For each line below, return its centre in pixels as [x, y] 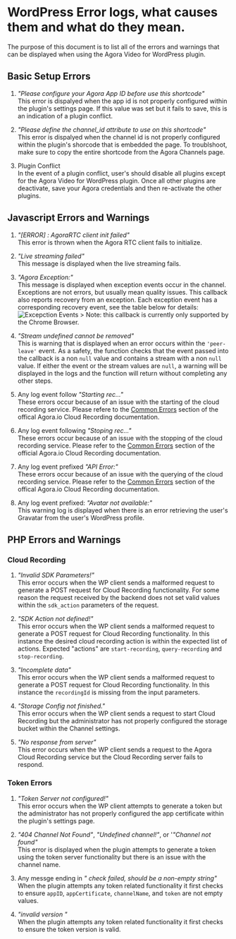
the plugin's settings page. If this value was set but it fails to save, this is [122, 108]
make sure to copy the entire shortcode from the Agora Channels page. [121, 152]
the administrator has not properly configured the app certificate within [120, 813]
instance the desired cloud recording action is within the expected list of [122, 642]
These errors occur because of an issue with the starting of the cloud [118, 402]
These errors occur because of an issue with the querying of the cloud [120, 474]
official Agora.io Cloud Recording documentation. [89, 453]
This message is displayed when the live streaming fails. [99, 263]
